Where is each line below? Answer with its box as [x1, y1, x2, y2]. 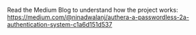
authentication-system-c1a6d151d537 [7, 21, 113, 28]
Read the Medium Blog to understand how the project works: [7, 6, 179, 14]
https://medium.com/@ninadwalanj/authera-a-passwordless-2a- [7, 13, 190, 21]
